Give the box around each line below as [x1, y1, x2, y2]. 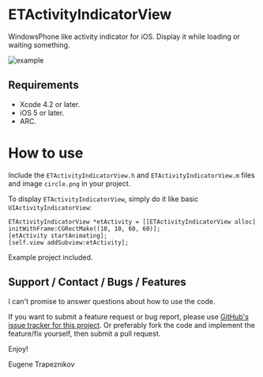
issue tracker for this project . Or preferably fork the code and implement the [8, 320, 255, 329]
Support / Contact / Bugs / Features [8, 276, 187, 289]
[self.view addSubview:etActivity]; [8, 238, 129, 246]
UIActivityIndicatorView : [8, 202, 92, 211]
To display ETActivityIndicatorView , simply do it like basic [8, 194, 199, 204]
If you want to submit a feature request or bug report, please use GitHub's [8, 311, 249, 322]
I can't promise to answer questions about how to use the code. [8, 296, 216, 306]
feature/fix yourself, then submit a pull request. [8, 329, 161, 338]
